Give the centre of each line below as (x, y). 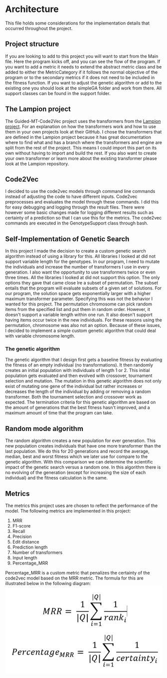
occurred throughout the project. (39, 28)
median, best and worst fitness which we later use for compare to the (77, 456)
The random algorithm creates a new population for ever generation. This (81, 440)
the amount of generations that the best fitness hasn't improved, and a (78, 407)
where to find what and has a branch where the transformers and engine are (83, 142)
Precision (22, 536)
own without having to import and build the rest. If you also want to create (81, 153)
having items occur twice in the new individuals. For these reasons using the (83, 320)
